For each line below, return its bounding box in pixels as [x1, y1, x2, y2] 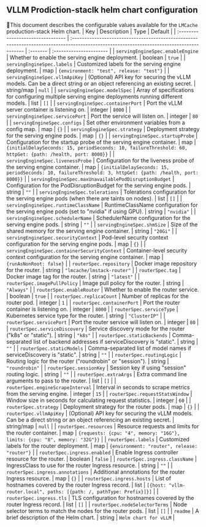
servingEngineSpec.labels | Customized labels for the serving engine [6, 60, 181, 67]
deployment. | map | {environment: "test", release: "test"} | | [6, 67, 170, 74]
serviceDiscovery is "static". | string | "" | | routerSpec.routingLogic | [6, 351, 182, 358]
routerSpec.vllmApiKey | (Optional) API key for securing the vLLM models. [6, 409, 193, 417]
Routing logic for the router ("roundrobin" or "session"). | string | [6, 357, 170, 365]
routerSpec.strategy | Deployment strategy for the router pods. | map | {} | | [6, 403, 200, 410]
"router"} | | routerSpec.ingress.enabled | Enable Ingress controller [6, 449, 179, 456]
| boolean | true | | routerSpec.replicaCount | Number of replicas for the [6, 292, 189, 300]
